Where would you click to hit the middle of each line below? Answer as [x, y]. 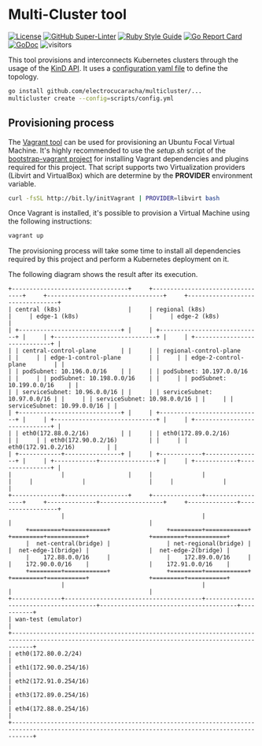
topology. [24, 76]
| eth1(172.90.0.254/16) [49, 668]
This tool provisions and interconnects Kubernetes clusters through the [123, 60]
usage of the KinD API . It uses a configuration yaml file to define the [118, 68]
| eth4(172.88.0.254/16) [49, 709]
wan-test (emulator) [49, 619]
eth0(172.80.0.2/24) [49, 654]
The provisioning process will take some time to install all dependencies [125, 251]
